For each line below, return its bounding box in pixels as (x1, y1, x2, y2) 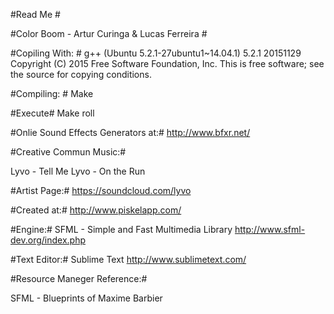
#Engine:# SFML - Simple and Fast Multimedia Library (10, 224, 233, 235)
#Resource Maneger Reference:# (10, 273, 148, 284)
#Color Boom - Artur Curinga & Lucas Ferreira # (10, 28, 208, 39)
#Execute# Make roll (10, 107, 95, 119)
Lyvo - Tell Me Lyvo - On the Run (10, 165, 146, 177)
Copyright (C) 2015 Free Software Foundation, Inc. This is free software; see (10, 58, 325, 69)
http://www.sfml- (234, 224, 306, 235)
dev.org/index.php (10, 234, 86, 246)
